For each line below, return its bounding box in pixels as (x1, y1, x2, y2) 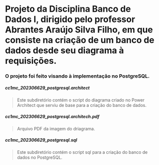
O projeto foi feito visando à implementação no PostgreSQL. (5, 73, 150, 80)
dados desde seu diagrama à (5, 45, 124, 56)
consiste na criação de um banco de (5, 35, 155, 46)
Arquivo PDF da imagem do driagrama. (17, 126, 95, 132)
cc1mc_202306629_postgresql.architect (5, 84, 90, 91)
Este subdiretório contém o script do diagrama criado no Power (17, 97, 145, 103)
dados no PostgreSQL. (17, 155, 62, 161)
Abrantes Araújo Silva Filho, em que (5, 24, 153, 35)
